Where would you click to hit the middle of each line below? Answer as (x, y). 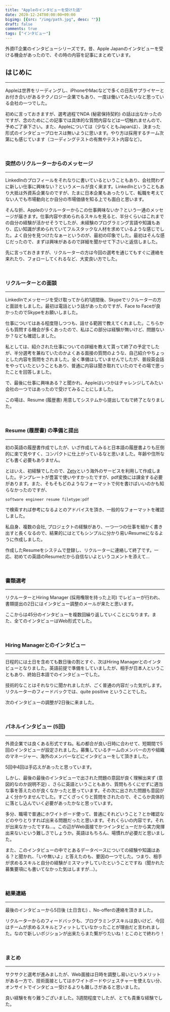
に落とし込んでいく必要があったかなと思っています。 (60, 803)
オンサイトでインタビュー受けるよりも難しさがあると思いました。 (74, 987)
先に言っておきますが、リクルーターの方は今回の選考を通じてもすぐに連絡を (85, 253)
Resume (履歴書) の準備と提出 (42, 431)
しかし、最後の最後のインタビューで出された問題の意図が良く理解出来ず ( (82, 778)
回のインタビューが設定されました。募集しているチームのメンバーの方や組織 (85, 750)
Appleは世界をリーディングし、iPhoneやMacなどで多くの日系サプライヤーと (85, 90)
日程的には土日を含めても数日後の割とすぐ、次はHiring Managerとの (77, 662)
